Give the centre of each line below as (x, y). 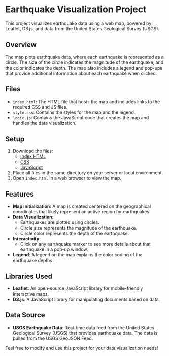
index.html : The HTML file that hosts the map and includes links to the (86, 101)
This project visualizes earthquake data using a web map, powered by (78, 23)
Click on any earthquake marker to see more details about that (86, 244)
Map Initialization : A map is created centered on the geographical (82, 206)
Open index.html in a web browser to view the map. (67, 178)
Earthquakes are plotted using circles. (60, 222)
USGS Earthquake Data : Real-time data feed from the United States (83, 327)
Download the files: (33, 151)
